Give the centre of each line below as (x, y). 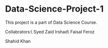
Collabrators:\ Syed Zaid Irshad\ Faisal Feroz (50, 32)
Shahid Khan (18, 41)
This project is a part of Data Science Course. (51, 22)
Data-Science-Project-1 (54, 9)
